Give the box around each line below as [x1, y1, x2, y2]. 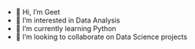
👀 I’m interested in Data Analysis [15, 16, 120, 25]
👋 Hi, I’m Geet [15, 8, 61, 16]
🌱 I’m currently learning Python [15, 24, 116, 33]
